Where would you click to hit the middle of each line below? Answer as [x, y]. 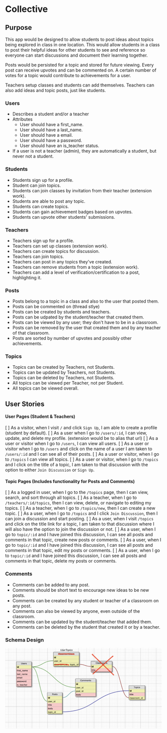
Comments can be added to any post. [51, 584]
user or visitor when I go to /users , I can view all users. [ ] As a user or [77, 444]
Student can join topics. [37, 185]
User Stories [25, 404]
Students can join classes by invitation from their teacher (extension [82, 190]
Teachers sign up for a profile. [43, 241]
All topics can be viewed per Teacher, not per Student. [68, 383]
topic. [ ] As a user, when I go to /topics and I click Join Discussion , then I [82, 513]
